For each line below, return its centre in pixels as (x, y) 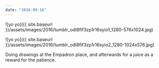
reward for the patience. (31, 60)
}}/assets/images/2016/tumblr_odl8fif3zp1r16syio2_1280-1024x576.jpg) (80, 45)
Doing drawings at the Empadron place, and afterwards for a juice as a (79, 54)
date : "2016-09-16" (26, 10)
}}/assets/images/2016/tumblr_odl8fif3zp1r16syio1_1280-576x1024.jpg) (79, 29)
